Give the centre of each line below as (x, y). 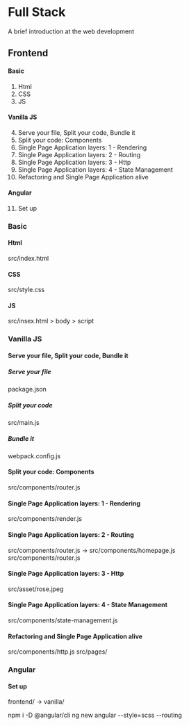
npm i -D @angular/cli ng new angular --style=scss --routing (95, 715)
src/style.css (26, 290)
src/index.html (28, 259)
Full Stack (37, 12)
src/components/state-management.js (63, 620)
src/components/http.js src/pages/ (58, 652)
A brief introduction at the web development (71, 31)
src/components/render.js (45, 519)
